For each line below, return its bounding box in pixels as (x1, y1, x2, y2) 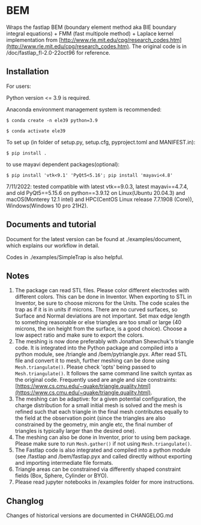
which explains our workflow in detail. (6, 242, 100, 249)
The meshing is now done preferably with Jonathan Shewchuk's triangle (14, 338, 194, 345)
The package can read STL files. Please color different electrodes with (14, 287, 190, 294)
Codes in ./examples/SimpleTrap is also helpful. (6, 253, 124, 260)
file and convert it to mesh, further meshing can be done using (14, 357, 170, 364)
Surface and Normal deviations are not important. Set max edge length (14, 312, 190, 319)
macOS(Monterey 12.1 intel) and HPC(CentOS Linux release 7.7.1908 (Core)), (6, 195, 194, 203)
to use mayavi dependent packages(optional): (6, 161, 120, 168)
